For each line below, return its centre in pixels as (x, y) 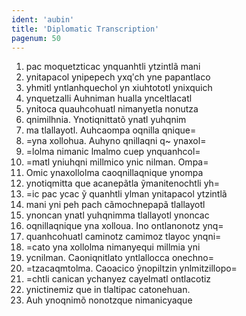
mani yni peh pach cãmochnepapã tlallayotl (115, 205)
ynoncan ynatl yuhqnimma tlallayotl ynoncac (117, 215)
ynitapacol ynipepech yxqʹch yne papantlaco (118, 77)
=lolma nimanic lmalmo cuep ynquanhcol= (113, 152)
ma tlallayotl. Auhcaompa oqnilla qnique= (111, 130)
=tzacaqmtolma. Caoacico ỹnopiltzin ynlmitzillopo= (131, 268)
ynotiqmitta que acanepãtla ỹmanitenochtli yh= (123, 183)
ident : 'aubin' (43, 19)
